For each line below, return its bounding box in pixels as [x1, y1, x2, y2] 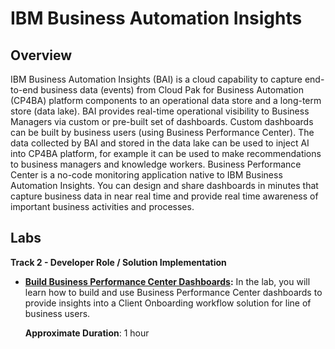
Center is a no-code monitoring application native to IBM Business [10, 169, 283, 181]
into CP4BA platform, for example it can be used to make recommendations [10, 148, 322, 159]
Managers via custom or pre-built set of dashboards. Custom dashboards [10, 116, 314, 127]
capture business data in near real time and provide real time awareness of [10, 190, 319, 202]
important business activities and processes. [10, 201, 195, 212]
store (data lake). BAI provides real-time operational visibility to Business [10, 105, 310, 117]
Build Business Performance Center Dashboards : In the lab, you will [24, 275, 311, 287]
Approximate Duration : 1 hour [24, 327, 150, 339]
